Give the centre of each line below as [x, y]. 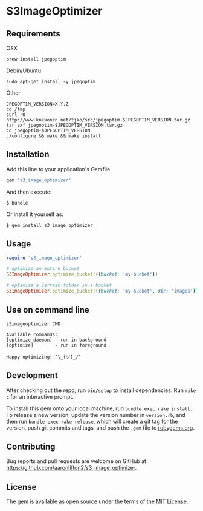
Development [32, 375]
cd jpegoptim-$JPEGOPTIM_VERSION [48, 130]
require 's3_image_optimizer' [44, 258]
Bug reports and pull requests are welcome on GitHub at [76, 461]
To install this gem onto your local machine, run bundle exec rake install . [99, 408]
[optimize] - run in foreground [56, 345]
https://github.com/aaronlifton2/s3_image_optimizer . [72, 468]
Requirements [33, 34]
